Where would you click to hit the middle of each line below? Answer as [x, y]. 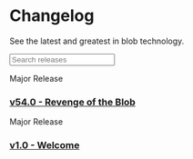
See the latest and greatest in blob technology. [97, 41]
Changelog [52, 16]
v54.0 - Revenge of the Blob [73, 102]
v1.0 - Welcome [45, 145]
